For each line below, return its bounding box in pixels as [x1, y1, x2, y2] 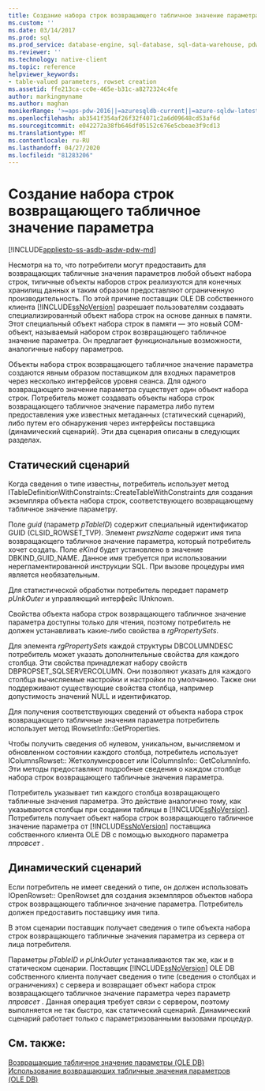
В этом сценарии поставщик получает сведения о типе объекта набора [8, 923, 251, 932]
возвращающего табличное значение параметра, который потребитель [8, 537, 252, 545]
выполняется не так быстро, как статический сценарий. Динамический [8, 1005, 251, 1014]
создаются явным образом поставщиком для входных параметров [8, 368, 236, 378]
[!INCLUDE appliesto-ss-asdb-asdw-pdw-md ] [8, 245, 156, 255]
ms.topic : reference [8, 63, 77, 71]
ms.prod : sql [8, 33, 51, 42]
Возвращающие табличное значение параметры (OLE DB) [8, 1057, 205, 1067]
